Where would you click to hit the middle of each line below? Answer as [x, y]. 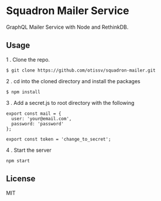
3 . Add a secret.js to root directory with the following [70, 103]
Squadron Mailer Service [68, 11]
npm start [18, 161]
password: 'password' [38, 124]
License [21, 179]
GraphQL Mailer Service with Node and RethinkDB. [67, 27]
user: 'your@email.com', [42, 118]
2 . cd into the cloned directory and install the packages [73, 81]
